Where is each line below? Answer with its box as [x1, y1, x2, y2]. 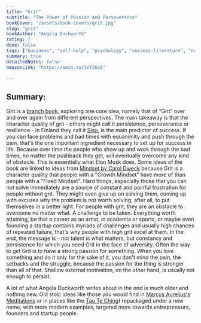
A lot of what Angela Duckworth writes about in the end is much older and [6, 285, 188, 292]
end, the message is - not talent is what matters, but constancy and [6, 234, 173, 242]
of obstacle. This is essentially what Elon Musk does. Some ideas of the [6, 159, 183, 166]
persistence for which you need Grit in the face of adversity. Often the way [6, 241, 190, 248]
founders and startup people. [6, 310, 78, 317]
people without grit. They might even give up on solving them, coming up [6, 190, 187, 197]
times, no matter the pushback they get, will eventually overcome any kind [6, 152, 190, 159]
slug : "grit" [6, 25, 39, 32]
